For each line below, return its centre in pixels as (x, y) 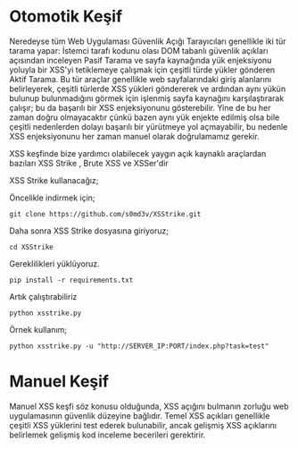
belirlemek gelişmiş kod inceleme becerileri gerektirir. (108, 435)
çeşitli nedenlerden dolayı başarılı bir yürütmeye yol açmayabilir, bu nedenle (149, 126)
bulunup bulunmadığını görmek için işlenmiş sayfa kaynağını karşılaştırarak (147, 98)
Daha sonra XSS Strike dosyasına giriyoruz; (89, 231)
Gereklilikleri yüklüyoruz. (54, 263)
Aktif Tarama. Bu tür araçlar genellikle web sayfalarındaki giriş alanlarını (141, 79)
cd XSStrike (31, 247)
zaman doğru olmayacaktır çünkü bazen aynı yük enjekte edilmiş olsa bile (145, 117)
